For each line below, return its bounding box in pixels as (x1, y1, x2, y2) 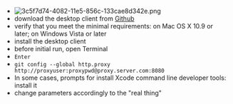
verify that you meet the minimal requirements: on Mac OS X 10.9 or (14, 22, 214, 30)
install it (14, 81, 38, 89)
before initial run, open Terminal (14, 45, 108, 53)
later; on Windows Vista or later (14, 29, 107, 38)
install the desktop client (14, 37, 86, 46)
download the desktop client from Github (14, 14, 135, 23)
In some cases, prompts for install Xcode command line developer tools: (14, 73, 227, 82)
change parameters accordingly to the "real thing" (14, 89, 162, 97)
